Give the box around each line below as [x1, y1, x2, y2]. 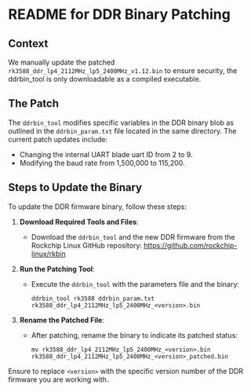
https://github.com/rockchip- [144, 240, 238, 250]
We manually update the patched [8, 57, 115, 67]
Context [8, 37, 49, 50]
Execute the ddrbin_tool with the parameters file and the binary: [31, 279, 240, 288]
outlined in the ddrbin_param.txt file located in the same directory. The [8, 126, 237, 135]
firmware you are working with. [8, 375, 109, 384]
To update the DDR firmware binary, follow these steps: [8, 202, 187, 211]
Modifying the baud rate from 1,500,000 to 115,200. [19, 158, 186, 167]
